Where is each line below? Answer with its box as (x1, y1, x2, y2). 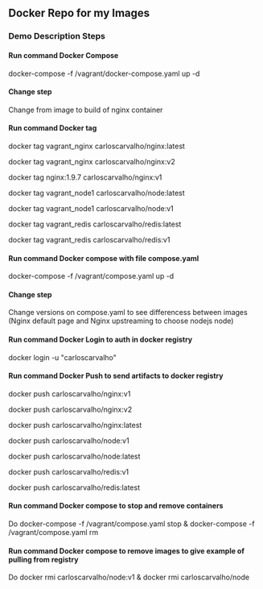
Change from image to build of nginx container (8, 105, 163, 114)
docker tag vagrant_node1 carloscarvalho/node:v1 (8, 203, 175, 213)
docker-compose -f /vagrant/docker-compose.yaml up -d (8, 68, 200, 78)
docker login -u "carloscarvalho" (8, 352, 117, 362)
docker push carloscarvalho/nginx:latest (8, 420, 142, 429)
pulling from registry (8, 554, 79, 564)
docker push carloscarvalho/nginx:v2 (8, 404, 133, 414)
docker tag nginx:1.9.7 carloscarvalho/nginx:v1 (8, 172, 162, 182)
